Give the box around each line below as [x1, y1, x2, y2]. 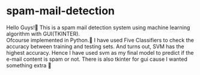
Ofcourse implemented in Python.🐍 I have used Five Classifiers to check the [6, 36, 194, 43]
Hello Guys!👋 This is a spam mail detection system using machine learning [6, 24, 190, 31]
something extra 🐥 [6, 61, 52, 69]
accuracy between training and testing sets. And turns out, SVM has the [6, 43, 184, 50]
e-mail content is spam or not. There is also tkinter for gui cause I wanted [6, 55, 188, 62]
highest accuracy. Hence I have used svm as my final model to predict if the [6, 49, 194, 56]
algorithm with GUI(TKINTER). [6, 30, 80, 37]
